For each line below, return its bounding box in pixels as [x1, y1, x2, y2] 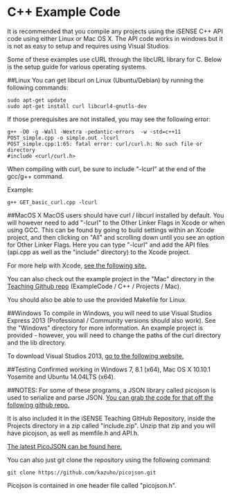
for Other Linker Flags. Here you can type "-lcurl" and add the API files [7, 240, 209, 249]
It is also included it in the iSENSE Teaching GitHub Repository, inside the [7, 414, 216, 423]
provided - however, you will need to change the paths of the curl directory [7, 330, 222, 339]
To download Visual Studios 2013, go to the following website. [7, 351, 184, 360]
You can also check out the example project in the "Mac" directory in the [7, 274, 215, 283]
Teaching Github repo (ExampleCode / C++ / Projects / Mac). [7, 282, 181, 290]
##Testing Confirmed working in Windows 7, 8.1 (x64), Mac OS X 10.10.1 [7, 365, 211, 373]
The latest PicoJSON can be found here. [7, 442, 123, 450]
